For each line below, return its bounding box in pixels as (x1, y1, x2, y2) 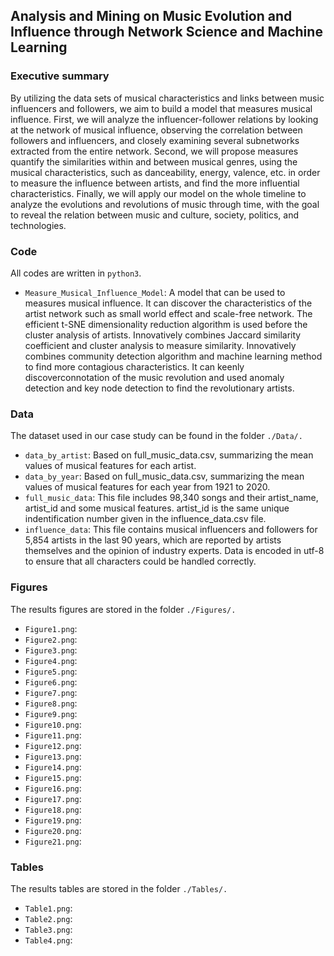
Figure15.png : (24, 771, 82, 783)
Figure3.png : (24, 644, 78, 656)
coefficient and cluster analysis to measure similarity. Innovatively (24, 339, 297, 351)
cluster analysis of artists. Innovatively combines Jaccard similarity (24, 329, 302, 341)
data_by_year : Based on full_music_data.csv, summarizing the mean (24, 470, 305, 483)
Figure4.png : (24, 654, 78, 666)
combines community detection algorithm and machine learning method (24, 350, 323, 362)
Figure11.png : (24, 729, 82, 741)
